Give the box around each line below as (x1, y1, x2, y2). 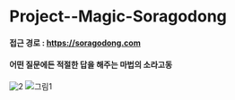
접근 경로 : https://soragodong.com (9, 37, 141, 48)
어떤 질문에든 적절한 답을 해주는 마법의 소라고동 (9, 60, 173, 71)
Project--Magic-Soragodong (9, 6, 227, 27)
